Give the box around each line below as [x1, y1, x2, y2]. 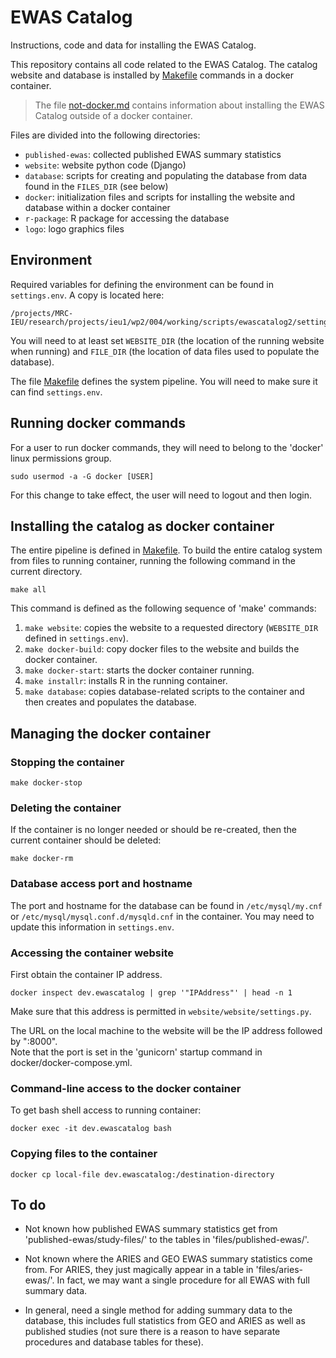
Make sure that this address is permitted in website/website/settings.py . [10, 1005, 312, 1017]
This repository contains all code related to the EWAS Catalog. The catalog [10, 58, 318, 70]
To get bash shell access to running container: [10, 1104, 202, 1116]
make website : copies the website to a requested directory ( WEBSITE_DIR [24, 622, 319, 634]
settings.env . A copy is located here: [10, 289, 165, 301]
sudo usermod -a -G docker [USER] [10, 471, 155, 481]
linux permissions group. [10, 452, 112, 464]
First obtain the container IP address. [10, 968, 163, 980]
